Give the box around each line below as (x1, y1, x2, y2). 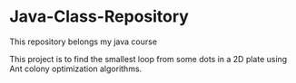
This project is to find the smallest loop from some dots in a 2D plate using (9, 53, 288, 64)
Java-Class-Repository (9, 6, 189, 27)
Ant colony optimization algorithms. (9, 63, 143, 74)
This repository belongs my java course (9, 36, 157, 47)
